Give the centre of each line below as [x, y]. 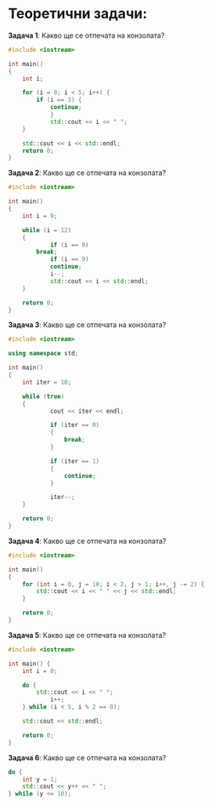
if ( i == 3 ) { [59, 100]
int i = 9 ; [40, 216]
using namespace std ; [43, 354]
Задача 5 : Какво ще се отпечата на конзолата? [87, 635]
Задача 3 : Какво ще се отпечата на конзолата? [87, 325]
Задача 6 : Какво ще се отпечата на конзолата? [87, 757]
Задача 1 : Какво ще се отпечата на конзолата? [86, 35]
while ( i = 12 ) [47, 230]
